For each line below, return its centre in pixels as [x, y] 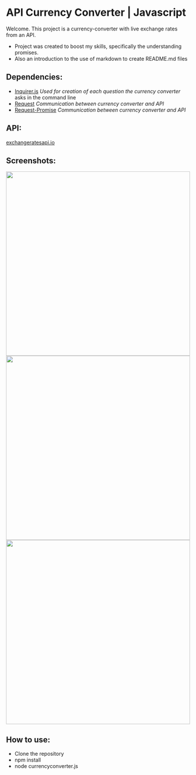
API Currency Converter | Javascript [96, 13]
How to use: [28, 740]
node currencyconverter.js [46, 766]
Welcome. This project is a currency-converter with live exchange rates [92, 29]
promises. [27, 52]
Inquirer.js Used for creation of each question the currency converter [97, 91]
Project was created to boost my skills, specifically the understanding [98, 46]
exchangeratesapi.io [31, 142]
